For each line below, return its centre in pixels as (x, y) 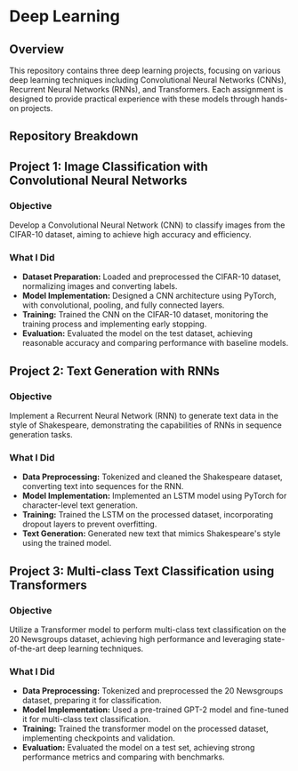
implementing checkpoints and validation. (98, 738)
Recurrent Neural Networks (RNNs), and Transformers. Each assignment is (146, 89)
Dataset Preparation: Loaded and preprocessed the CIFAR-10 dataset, (152, 277)
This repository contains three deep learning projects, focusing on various (145, 70)
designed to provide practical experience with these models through (134, 99)
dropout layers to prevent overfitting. (89, 524)
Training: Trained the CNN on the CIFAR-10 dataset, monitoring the (145, 315)
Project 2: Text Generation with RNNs (115, 371)
